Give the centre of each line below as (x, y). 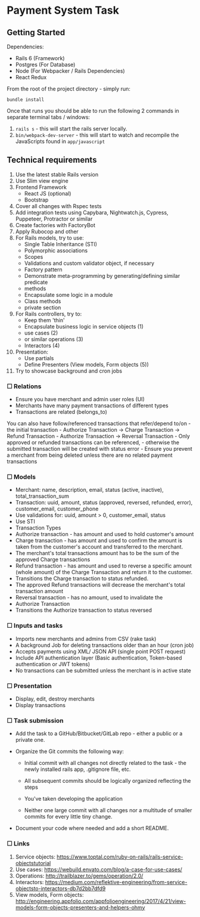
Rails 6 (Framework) (40, 58)
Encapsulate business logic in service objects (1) (84, 326)
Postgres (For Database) (45, 64)
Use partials (39, 358)
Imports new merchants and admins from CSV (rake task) (86, 639)
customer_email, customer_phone (57, 509)
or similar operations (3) (54, 339)
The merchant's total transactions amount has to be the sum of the (97, 553)
